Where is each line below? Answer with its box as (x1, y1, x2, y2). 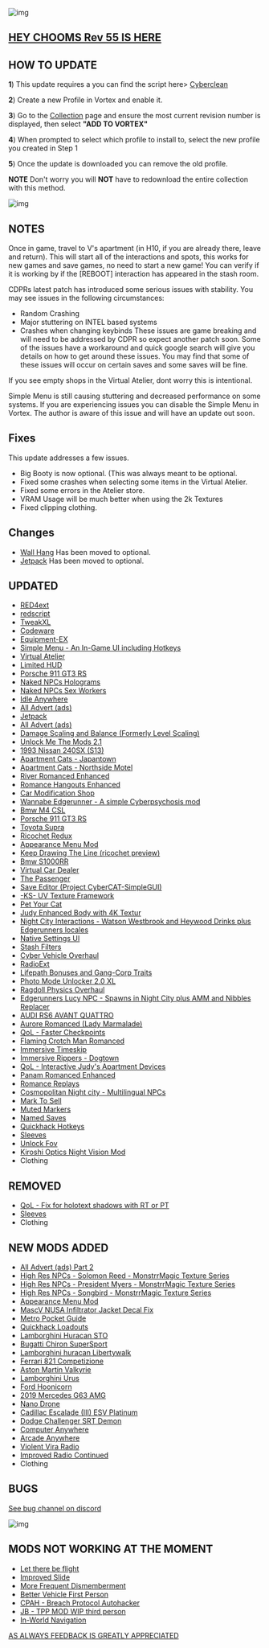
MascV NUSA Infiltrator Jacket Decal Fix (19, 1305, 154, 1315)
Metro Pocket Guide (19, 1313, 87, 1323)
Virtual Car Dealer (19, 865, 79, 875)
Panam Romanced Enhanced (19, 1071, 116, 1080)
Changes (8, 526, 55, 540)
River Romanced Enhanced (19, 771, 110, 781)
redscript (19, 609, 51, 619)
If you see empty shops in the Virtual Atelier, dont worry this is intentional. (8, 376, 253, 385)
